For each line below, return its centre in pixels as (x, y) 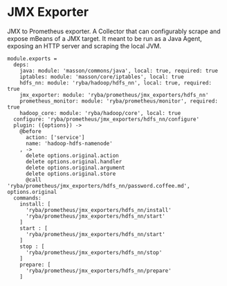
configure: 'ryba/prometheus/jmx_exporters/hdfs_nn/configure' (106, 119)
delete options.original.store (71, 174)
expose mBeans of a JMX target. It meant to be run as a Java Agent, (105, 38)
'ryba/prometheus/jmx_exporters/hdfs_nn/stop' (94, 252)
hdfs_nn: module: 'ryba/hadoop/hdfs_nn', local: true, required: (116, 83)
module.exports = (32, 59)
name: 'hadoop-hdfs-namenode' (69, 143)
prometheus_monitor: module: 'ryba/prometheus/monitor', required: (119, 101)
